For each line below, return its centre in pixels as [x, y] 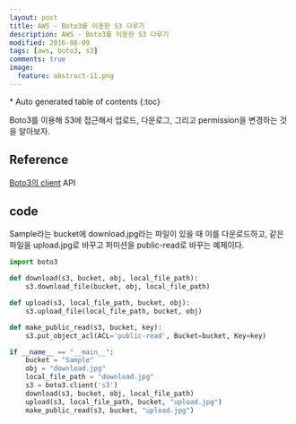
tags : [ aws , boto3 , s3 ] [54, 51]
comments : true [38, 59]
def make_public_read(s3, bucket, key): [86, 327]
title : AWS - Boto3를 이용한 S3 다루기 [77, 26]
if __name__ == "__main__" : [62, 352]
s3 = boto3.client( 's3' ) [72, 385]
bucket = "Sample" [60, 360]
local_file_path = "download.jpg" [90, 377]
